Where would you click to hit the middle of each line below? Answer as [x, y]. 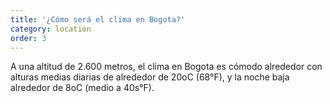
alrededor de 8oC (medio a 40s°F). [82, 88]
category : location [51, 29]
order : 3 [28, 38]
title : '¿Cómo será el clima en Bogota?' [98, 19]
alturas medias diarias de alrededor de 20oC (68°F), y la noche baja [150, 77]
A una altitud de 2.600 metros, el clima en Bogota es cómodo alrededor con [166, 67]
